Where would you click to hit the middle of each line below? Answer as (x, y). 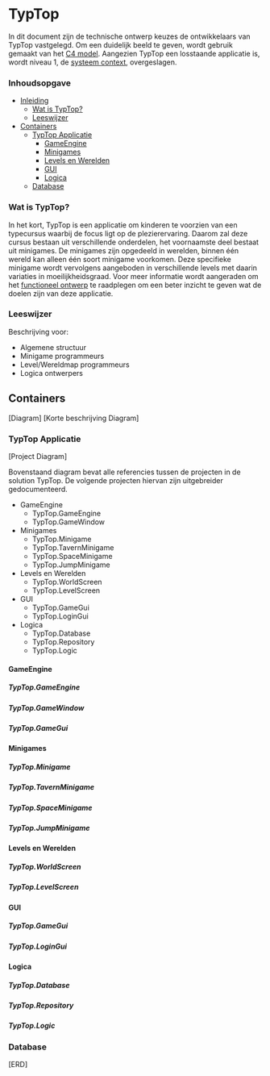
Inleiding (34, 101)
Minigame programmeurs (62, 356)
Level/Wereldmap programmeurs (75, 365)
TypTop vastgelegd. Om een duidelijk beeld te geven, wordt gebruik (121, 44)
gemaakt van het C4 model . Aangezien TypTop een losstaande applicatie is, (134, 53)
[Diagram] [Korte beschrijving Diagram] (74, 418)
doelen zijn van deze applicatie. (61, 293)
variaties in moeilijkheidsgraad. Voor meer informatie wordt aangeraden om (134, 276)
